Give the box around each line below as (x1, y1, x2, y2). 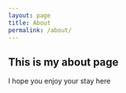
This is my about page (8, 55, 119, 69)
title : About (8, 19, 51, 27)
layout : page (8, 11, 51, 20)
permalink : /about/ (8, 26, 72, 34)
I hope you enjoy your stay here (8, 76, 111, 86)
